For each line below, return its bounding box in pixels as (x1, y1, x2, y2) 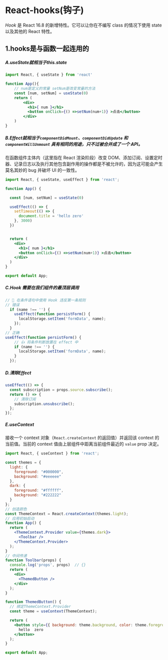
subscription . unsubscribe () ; (14, 401, 75, 406)
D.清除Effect (5, 369, 31, 376)
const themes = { (5, 460, 41, 465)
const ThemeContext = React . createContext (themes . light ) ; (5, 511, 128, 516)
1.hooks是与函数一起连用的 (5, 45, 89, 53)
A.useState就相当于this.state (5, 59, 67, 65)
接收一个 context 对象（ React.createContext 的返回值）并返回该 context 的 (5, 434, 159, 441)
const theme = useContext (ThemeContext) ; (9, 609, 97, 614)
